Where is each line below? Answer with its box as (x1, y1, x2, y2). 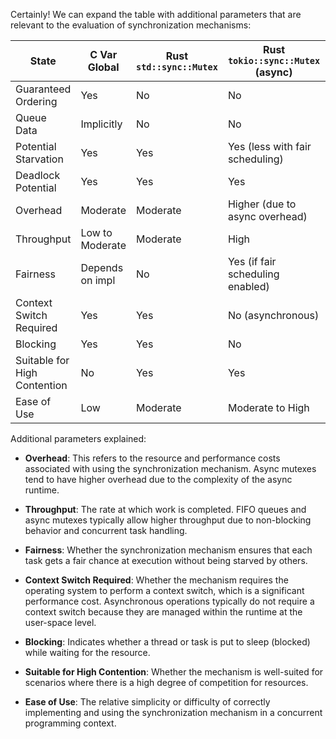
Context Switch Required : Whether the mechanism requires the (24, 574, 289, 586)
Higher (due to (227, 197, 297, 211)
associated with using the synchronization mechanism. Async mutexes (24, 463, 317, 474)
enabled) (227, 280, 270, 293)
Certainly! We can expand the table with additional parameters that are (10, 9, 302, 20)
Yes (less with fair (227, 140, 312, 153)
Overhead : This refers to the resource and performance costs (24, 452, 281, 464)
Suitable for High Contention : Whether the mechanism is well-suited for (24, 666, 324, 678)
